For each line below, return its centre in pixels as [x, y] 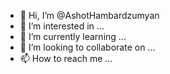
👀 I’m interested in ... [62, 26]
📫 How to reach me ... [66, 58]
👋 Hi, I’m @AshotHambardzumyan [89, 15]
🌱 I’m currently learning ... [73, 36]
